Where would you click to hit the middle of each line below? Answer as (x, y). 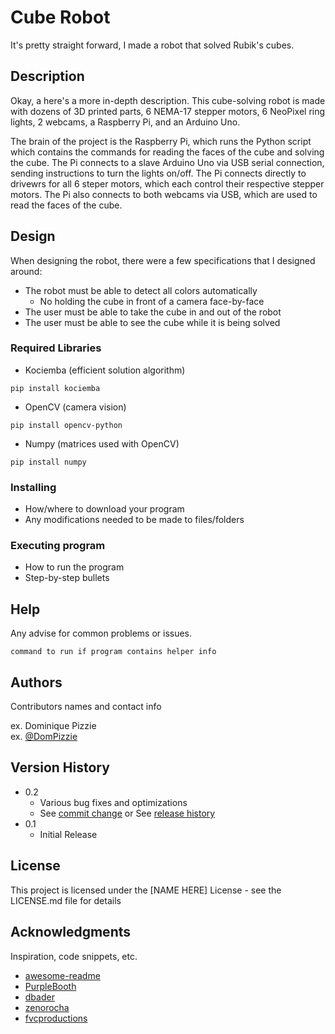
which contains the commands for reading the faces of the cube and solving (167, 152)
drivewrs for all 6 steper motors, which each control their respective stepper (167, 183)
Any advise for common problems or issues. (101, 633)
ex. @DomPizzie (44, 737)
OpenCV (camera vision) (75, 407)
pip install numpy (48, 462)
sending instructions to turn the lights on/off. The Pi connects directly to (158, 173)
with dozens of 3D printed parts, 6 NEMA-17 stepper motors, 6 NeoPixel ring (168, 111)
